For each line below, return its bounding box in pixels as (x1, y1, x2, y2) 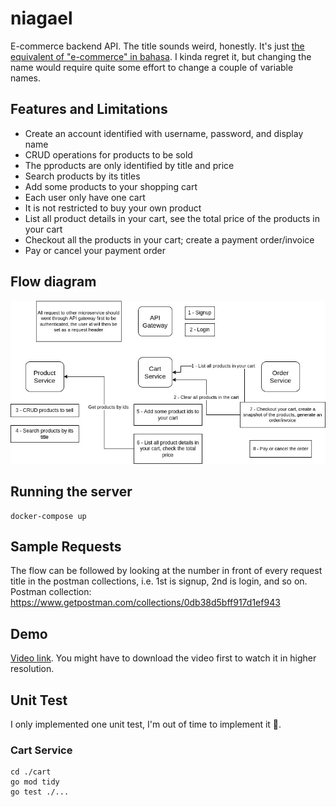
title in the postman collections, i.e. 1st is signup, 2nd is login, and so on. (10, 575, 308, 587)
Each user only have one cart (24, 191, 146, 203)
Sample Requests (10, 538, 122, 555)
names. (10, 72, 41, 84)
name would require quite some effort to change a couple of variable (10, 61, 294, 73)
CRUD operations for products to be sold (24, 148, 193, 161)
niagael (10, 7, 73, 30)
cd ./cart (10, 767, 52, 777)
